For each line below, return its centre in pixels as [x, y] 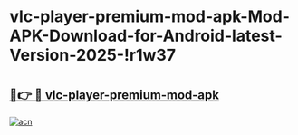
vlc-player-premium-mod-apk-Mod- [149, 17]
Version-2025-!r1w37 [93, 55]
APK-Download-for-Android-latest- [146, 36]
